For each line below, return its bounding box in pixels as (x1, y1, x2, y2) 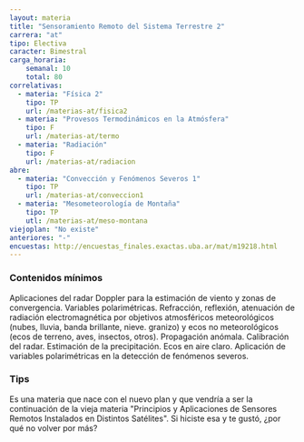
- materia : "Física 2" (17, 89, 103, 98)
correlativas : (9, 81, 64, 90)
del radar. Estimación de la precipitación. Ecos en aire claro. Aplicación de (9, 340, 286, 351)
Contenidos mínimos (9, 272, 103, 285)
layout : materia (9, 13, 71, 23)
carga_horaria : (9, 55, 67, 65)
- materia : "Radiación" (17, 140, 107, 149)
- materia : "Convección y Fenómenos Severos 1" (17, 174, 201, 183)
